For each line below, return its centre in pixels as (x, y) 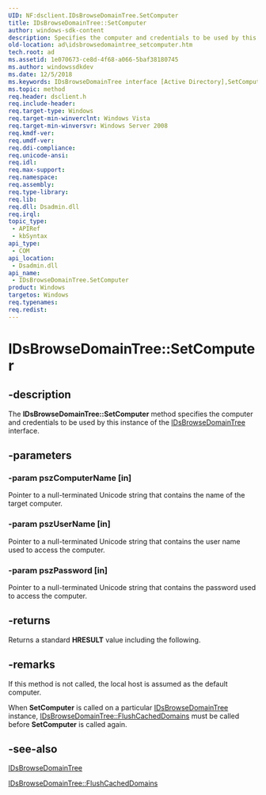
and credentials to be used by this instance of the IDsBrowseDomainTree (127, 422)
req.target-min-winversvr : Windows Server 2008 (88, 126)
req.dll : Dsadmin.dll (44, 206)
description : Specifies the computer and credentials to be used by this (133, 38)
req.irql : (25, 214)
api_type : (25, 244)
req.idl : (23, 163)
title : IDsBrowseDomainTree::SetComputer (78, 23)
